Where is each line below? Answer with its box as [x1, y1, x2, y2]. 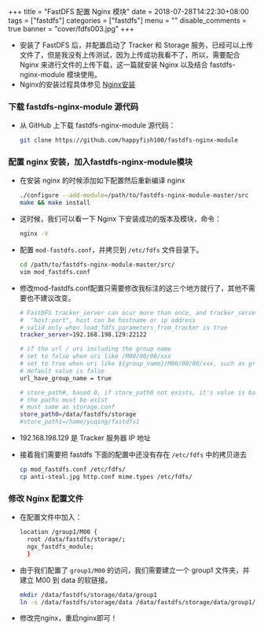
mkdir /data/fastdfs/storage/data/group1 [19, 591, 157, 598]
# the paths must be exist [19, 396, 108, 404]
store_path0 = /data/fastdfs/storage [19, 410, 137, 419]
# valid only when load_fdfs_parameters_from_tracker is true [19, 324, 228, 332]
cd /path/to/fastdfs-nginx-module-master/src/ [19, 261, 175, 269]
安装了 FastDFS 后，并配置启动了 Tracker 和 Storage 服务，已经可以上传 [19, 40, 254, 50]
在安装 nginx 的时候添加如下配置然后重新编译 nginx [19, 176, 185, 185]
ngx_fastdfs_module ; [27, 543, 94, 550]
